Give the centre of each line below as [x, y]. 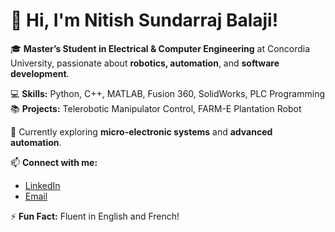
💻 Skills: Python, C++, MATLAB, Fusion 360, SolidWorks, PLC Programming [167, 93]
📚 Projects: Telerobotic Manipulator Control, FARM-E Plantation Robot [156, 108]
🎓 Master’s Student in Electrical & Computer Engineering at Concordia [160, 48]
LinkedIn [42, 185]
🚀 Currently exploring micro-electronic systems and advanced [141, 131]
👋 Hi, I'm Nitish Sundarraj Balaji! [144, 20]
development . [40, 73]
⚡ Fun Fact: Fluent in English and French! [95, 216]
